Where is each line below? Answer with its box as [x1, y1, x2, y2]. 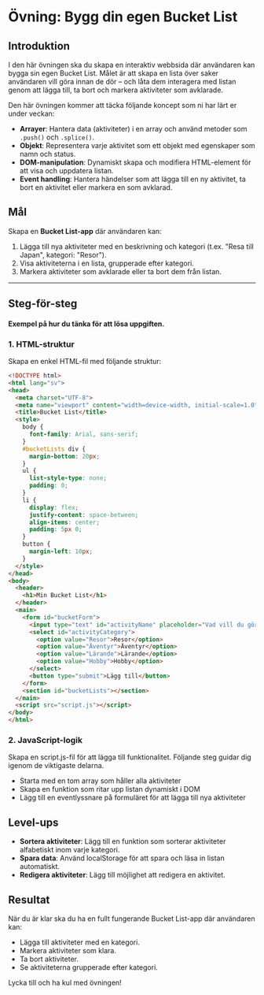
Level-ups [8, 815, 59, 829]
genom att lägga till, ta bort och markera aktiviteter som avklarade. [8, 85, 224, 95]
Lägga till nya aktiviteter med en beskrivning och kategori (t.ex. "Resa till [19, 241, 254, 251]
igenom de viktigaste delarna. [8, 761, 104, 770]
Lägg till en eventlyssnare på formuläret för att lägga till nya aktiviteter [19, 793, 246, 803]
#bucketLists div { [22, 445, 86, 453]
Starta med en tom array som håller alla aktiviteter [19, 776, 181, 785]
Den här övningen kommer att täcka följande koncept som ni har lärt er [8, 101, 237, 110]
